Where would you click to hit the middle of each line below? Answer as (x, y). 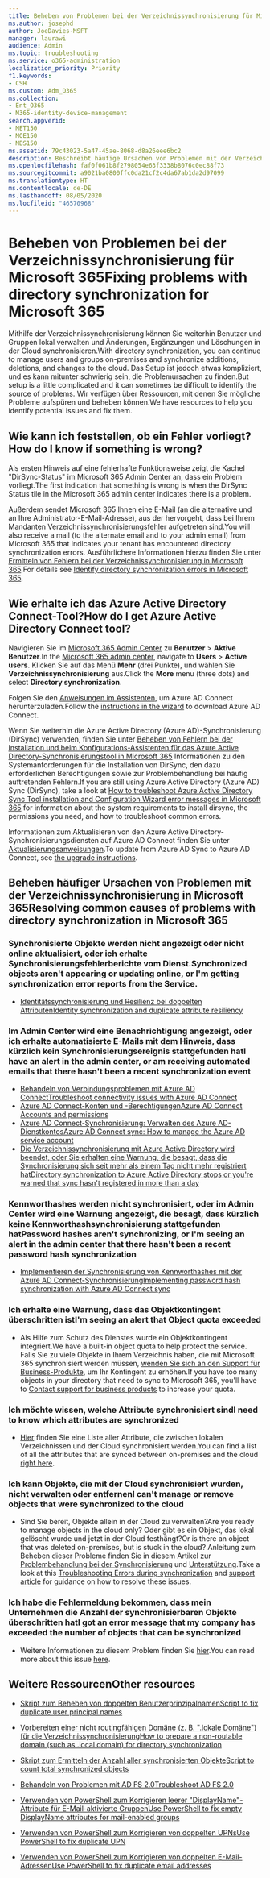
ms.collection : (34, 98)
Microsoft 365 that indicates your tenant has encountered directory (120, 544)
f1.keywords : (30, 76)
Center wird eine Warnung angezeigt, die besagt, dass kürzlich (134, 1214)
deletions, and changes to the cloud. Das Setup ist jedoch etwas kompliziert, (135, 368)
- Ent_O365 (27, 106)
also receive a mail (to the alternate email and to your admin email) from (127, 535)
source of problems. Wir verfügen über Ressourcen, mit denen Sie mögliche (135, 394)
